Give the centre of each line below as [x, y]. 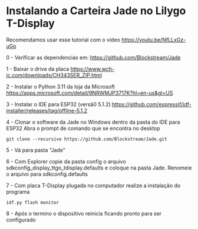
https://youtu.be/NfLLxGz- [154, 40]
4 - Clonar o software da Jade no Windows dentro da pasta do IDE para [93, 122]
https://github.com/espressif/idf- [151, 104]
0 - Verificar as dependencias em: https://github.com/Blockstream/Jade [93, 57]
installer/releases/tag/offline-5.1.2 [47, 110]
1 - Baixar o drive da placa [38, 68]
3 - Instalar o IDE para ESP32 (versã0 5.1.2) [58, 104]
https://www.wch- [93, 68]
